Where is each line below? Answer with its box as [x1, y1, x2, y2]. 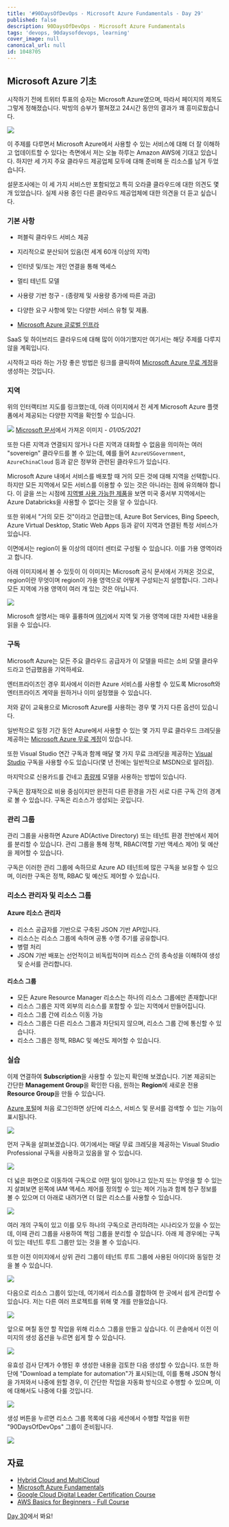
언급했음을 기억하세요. [25, 665, 84, 673]
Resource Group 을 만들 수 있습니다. [7, 1089, 106, 1098]
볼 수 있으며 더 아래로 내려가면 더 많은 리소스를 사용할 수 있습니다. [7, 1193, 182, 1201]
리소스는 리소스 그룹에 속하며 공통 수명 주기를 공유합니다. [16, 934, 169, 942]
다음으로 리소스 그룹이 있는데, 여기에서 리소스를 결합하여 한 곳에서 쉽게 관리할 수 [7, 1289, 221, 1297]
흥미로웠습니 [186, 104, 219, 112]
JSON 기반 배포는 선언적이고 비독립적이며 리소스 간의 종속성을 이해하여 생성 [16, 951, 221, 959]
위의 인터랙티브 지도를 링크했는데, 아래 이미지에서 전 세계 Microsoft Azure [7, 403, 206, 411]
